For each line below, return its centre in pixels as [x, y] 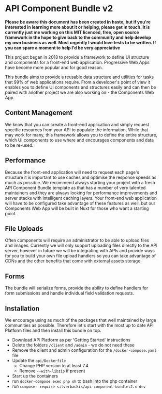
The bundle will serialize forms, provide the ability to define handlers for [77, 288]
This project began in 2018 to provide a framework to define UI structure [77, 57]
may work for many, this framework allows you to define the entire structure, [81, 135]
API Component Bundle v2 [59, 9]
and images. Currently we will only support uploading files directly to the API [81, 245]
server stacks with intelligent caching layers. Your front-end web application [81, 198]
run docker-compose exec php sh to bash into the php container [75, 381]
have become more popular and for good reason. [54, 67]
